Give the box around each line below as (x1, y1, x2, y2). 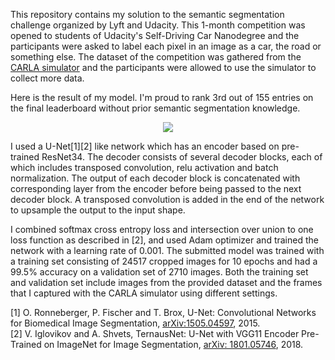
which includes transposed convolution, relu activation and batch (10, 162, 279, 173)
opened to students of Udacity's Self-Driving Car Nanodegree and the (10, 30, 300, 41)
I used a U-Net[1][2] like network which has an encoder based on (10, 140, 280, 152)
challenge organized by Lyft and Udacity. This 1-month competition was (10, 19, 306, 31)
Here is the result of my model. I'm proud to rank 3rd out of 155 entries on (10, 92, 314, 103)
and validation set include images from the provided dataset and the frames (10, 277, 323, 288)
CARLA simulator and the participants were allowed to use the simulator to (10, 62, 317, 73)
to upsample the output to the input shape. (10, 204, 186, 216)
